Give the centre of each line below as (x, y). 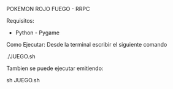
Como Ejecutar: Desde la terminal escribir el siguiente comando (87, 44)
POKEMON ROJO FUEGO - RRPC (48, 9)
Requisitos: (21, 21)
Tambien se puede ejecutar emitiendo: (55, 68)
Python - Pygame (37, 33)
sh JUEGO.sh (23, 80)
